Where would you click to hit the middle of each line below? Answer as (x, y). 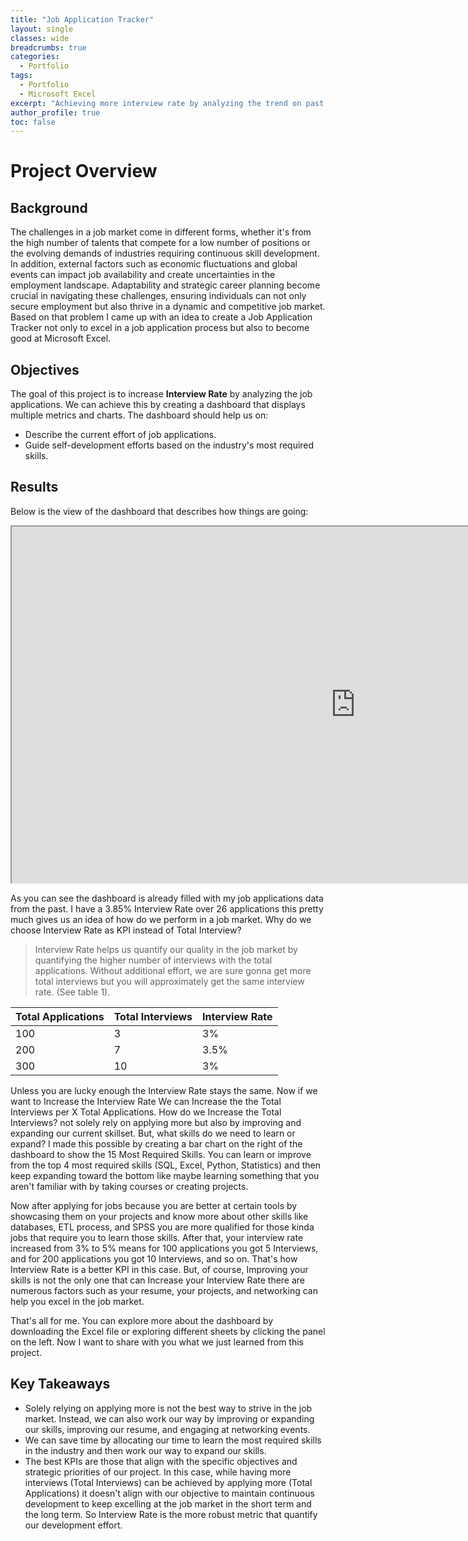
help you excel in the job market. (77, 1301)
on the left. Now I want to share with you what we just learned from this (157, 1342)
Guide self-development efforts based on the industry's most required (169, 445)
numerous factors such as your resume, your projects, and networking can (164, 1290)
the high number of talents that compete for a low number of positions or (160, 243)
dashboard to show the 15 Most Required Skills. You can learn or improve (161, 1154)
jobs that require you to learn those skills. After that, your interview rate (157, 1237)
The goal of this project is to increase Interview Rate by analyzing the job (161, 394)
